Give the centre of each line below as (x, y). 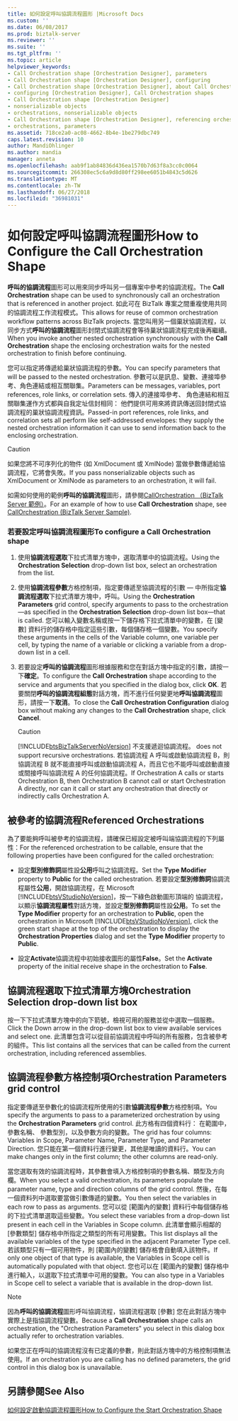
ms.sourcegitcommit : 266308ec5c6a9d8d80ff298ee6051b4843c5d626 (103, 172)
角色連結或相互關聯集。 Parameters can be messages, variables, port (120, 386)
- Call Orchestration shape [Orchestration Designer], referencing (109, 119)
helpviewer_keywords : (39, 67)
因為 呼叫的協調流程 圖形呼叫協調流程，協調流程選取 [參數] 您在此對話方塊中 (117, 1311)
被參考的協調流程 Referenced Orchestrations (106, 820)
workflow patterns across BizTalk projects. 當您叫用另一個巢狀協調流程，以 (117, 322)
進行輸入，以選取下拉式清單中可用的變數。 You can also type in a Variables (116, 1275)
